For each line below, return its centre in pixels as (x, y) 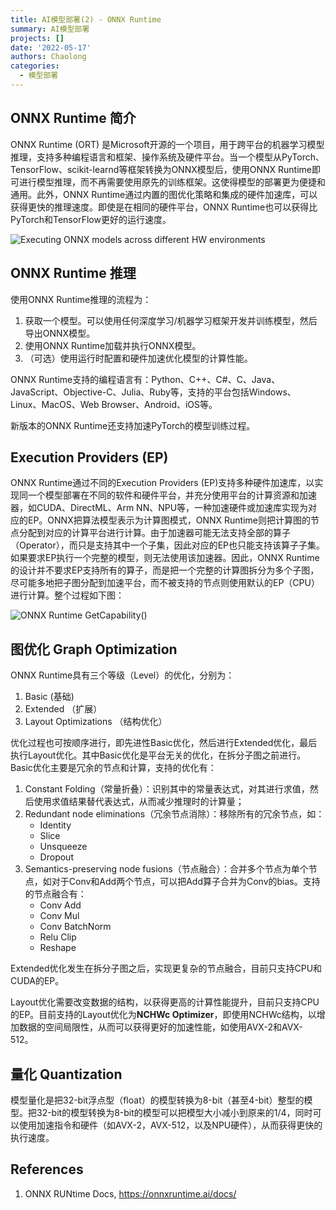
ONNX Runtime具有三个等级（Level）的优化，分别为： (122, 675)
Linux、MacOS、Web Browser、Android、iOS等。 (114, 404)
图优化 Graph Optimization (94, 649)
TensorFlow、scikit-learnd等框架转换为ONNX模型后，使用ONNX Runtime (161, 169)
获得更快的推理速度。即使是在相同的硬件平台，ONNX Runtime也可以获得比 (164, 207)
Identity (55, 825)
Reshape (58, 948)
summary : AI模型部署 (50, 29)
